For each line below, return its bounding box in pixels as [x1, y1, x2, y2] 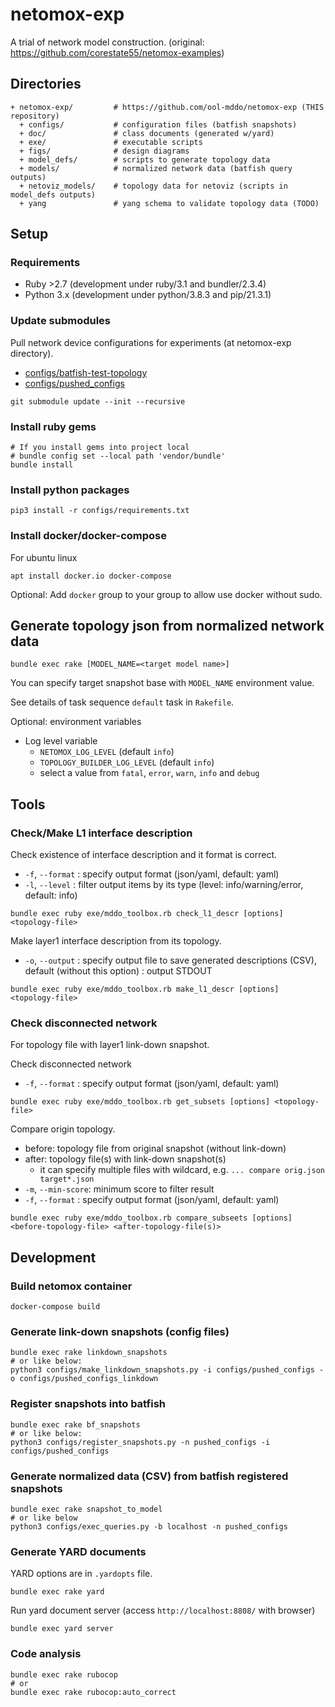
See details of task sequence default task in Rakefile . [10, 696, 235, 708]
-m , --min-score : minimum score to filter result [24, 1183, 215, 1195]
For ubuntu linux [10, 551, 78, 563]
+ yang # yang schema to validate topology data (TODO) [19, 198, 320, 208]
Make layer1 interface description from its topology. [10, 935, 222, 947]
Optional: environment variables [10, 716, 142, 728]
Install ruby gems [10, 419, 97, 433]
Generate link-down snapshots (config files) [10, 1325, 230, 1339]
